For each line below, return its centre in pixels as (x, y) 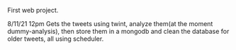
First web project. (33, 10)
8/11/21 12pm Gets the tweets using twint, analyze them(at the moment (110, 24)
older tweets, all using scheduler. (56, 39)
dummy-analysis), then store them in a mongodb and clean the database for (118, 31)
